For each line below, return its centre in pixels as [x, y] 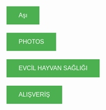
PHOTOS [31, 42]
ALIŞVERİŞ [34, 95]
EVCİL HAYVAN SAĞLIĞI [53, 68]
